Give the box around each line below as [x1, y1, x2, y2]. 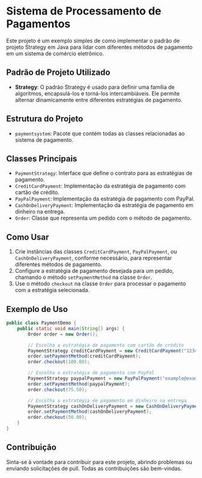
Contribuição [6, 442, 57, 453]
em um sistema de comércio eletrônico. [6, 49, 104, 57]
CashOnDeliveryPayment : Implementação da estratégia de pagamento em [14, 202, 194, 209]
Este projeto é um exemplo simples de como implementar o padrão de [6, 37, 180, 44]
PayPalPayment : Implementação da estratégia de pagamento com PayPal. [14, 195, 195, 203]
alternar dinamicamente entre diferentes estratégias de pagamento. [14, 96, 183, 103]
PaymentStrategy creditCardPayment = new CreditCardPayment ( [28, 348, 185, 354]
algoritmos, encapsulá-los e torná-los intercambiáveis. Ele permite [14, 89, 180, 97]
